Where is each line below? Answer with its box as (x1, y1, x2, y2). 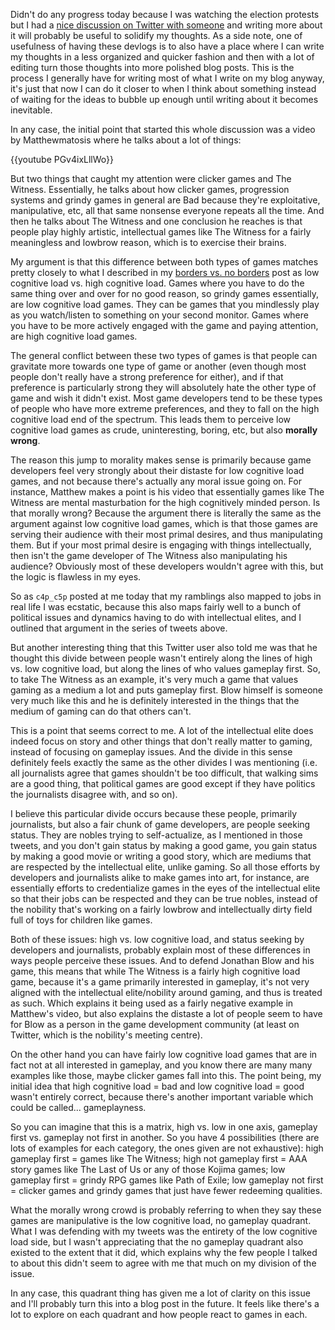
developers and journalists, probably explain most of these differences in (10, 944, 311, 956)
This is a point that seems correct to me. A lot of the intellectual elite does (10, 725, 314, 736)
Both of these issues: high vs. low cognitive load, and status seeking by (10, 934, 305, 945)
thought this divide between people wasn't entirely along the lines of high (10, 652, 313, 664)
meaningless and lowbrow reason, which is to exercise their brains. (10, 237, 287, 248)
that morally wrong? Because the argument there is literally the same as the (10, 507, 322, 519)
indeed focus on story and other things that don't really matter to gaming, (10, 735, 313, 747)
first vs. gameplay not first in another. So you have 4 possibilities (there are (10, 1132, 320, 1143)
